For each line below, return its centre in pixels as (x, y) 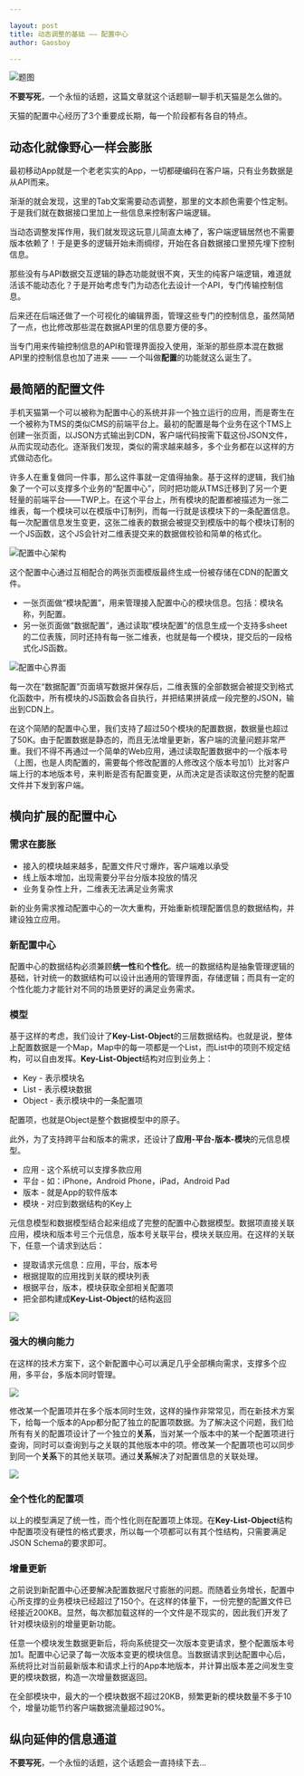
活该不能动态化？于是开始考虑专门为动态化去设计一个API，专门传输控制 (142, 285)
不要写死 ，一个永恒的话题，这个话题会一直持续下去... (108, 1762)
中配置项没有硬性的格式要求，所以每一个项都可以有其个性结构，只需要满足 (148, 1531)
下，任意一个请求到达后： (57, 1246)
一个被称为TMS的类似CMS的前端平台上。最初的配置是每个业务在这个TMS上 (151, 424)
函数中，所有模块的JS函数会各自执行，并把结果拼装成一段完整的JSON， (152, 698)
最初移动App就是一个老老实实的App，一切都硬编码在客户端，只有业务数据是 (152, 171)
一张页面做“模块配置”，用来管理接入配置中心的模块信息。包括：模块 (149, 603)
